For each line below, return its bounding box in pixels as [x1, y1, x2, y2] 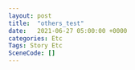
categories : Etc [8, 34, 63, 43]
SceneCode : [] [8, 49, 56, 57]
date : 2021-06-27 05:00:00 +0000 [8, 27, 128, 35]
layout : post [8, 11, 52, 20]
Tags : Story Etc [8, 42, 63, 50]
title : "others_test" [8, 19, 84, 27]
